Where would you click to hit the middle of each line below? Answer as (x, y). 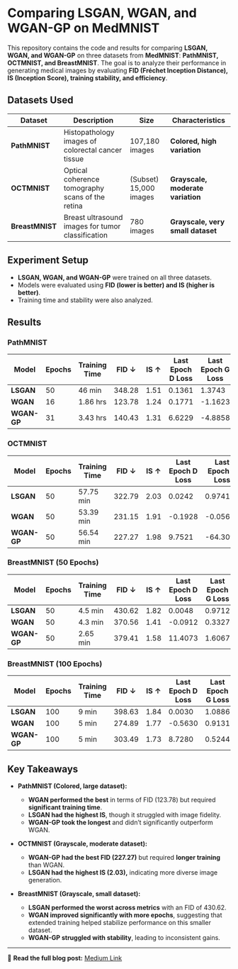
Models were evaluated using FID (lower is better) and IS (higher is (116, 284)
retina (73, 206)
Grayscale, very (197, 221)
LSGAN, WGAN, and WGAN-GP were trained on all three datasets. (115, 277)
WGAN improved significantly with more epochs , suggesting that (125, 915)
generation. (45, 880)
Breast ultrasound (93, 217)
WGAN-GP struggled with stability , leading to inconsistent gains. (124, 937)
